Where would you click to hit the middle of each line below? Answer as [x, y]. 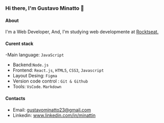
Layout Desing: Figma [35, 76]
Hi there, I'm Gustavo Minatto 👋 [45, 8]
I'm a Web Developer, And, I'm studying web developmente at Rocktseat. [82, 32]
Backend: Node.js [31, 65]
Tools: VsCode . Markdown [37, 87]
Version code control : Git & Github [50, 81]
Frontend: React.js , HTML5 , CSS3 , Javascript [58, 70]
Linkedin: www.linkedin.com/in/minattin [54, 115]
